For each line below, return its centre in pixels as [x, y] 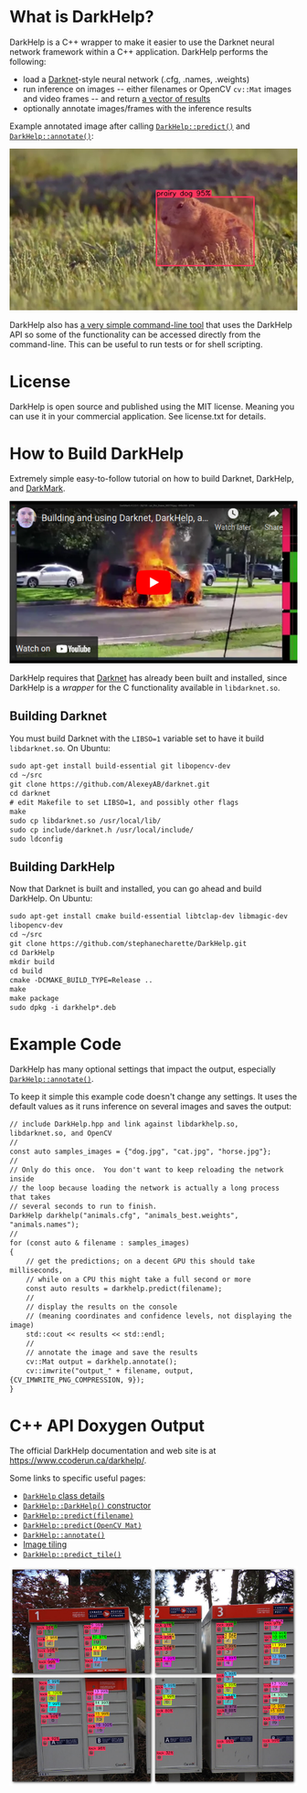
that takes [30, 1198]
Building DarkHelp [63, 867]
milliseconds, [37, 1271]
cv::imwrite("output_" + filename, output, [110, 1371]
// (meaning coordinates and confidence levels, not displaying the [159, 1316]
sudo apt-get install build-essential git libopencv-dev [120, 766]
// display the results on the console [102, 1307]
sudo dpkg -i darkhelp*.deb [63, 1008]
